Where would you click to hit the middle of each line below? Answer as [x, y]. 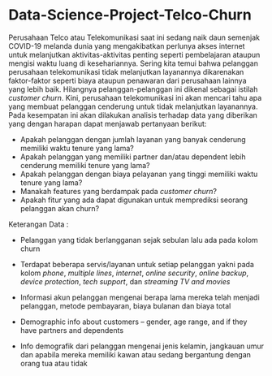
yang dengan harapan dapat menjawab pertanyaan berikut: [108, 123]
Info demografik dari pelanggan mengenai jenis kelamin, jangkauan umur [142, 346]
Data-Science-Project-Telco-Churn [130, 15]
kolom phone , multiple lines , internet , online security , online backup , [134, 273]
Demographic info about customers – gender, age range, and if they [134, 322]
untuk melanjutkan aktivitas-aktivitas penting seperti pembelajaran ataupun [134, 54]
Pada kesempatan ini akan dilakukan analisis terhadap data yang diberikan [133, 115]
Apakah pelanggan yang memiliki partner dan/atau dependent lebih [133, 157]
